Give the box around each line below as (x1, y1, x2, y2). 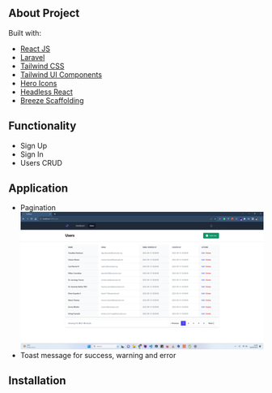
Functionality (8, 119, 77, 133)
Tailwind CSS (19, 61, 65, 71)
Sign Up (19, 140, 47, 150)
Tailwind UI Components (19, 69, 103, 80)
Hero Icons (19, 78, 57, 88)
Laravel (19, 52, 45, 62)
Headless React (19, 87, 73, 97)
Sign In (19, 149, 44, 159)
